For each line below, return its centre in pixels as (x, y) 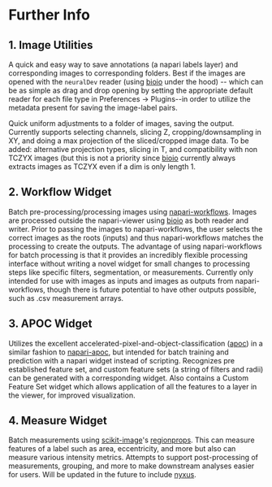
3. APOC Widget (50, 324)
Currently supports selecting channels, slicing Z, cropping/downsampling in (135, 132)
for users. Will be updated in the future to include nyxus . (102, 475)
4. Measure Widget (58, 421)
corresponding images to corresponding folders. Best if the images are (127, 73)
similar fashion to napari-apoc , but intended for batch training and (119, 352)
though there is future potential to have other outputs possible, (152, 289)
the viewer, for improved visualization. (72, 395)
